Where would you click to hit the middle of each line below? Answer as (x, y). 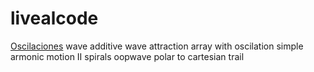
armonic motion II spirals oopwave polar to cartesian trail (127, 56)
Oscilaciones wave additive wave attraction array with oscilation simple (157, 46)
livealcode (54, 18)
